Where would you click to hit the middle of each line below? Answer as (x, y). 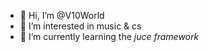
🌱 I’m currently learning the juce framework (109, 36)
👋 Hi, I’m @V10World (62, 15)
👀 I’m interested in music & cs (80, 26)
